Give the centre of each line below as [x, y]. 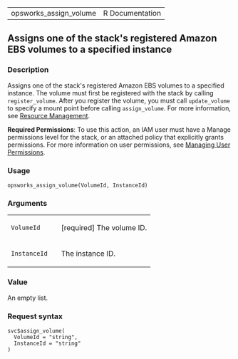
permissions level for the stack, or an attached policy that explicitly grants [116, 137]
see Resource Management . [49, 115]
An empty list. [28, 298]
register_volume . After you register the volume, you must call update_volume [119, 100]
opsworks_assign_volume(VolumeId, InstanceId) [78, 185]
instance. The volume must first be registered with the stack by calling [110, 93]
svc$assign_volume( [36, 331]
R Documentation [132, 13]
